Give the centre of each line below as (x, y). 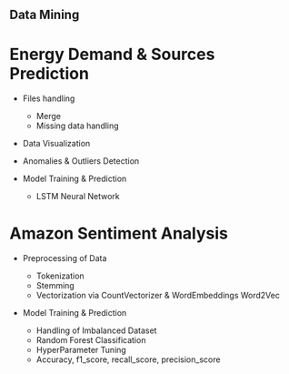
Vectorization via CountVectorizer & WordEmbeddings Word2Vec (158, 296)
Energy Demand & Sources (112, 54)
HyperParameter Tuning (81, 350)
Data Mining (45, 15)
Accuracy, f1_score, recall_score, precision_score (128, 359)
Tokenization (60, 276)
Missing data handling (78, 126)
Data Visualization (56, 144)
